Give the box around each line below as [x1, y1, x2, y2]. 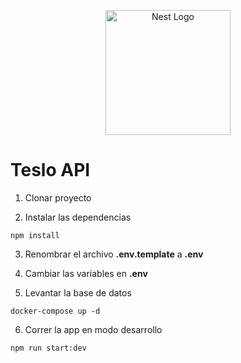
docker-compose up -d [10, 306, 101, 316]
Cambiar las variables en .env [24, 267, 148, 279]
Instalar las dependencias [24, 211, 132, 223]
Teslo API [10, 159, 91, 182]
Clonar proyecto [24, 191, 92, 204]
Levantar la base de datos [24, 286, 132, 299]
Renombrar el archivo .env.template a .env [24, 248, 204, 260]
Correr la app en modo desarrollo [24, 323, 163, 335]
